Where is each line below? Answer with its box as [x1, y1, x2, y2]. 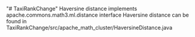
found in [6, 18, 27, 24]
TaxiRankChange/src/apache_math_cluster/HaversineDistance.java [6, 24, 173, 31]
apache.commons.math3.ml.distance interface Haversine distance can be [6, 11, 190, 18]
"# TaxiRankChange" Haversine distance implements [6, 5, 137, 12]
